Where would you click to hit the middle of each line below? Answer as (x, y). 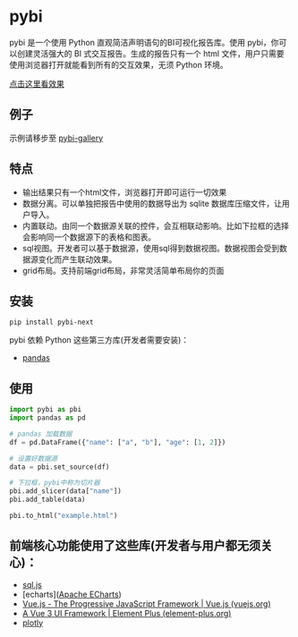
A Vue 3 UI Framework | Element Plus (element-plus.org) (127, 613)
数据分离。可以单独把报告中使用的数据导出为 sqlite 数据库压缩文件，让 (152, 203)
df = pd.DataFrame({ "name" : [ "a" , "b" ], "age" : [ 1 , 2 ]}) (118, 442)
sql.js (32, 584)
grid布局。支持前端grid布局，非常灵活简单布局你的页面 (123, 270)
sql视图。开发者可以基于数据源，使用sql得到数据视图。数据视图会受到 (151, 248)
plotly (33, 623)
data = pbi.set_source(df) (60, 467)
